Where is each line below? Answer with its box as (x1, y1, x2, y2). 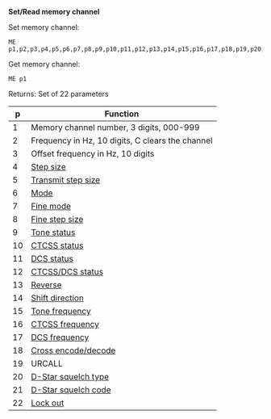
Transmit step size (31, 174, 101, 185)
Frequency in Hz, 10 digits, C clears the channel (31, 135, 213, 146)
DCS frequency (31, 332, 90, 342)
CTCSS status (31, 240, 84, 251)
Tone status (31, 227, 76, 237)
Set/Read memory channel (8, 7, 100, 16)
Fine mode (31, 201, 71, 212)
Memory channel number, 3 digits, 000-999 (31, 122, 200, 132)
